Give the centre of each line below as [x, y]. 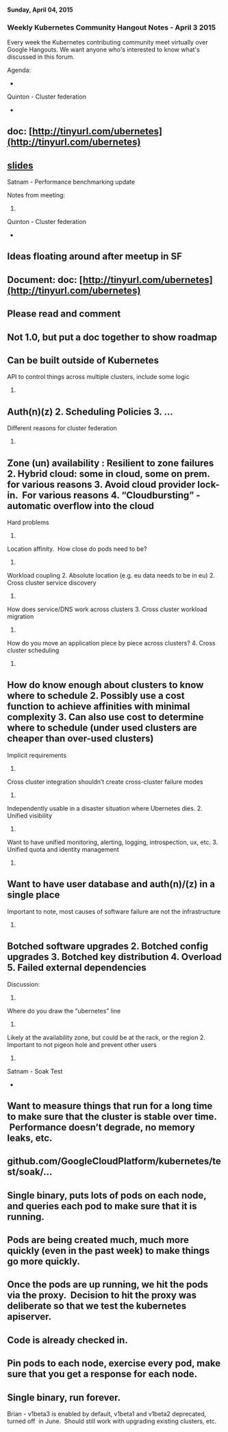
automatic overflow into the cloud [80, 506]
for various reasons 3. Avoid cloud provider [101, 484]
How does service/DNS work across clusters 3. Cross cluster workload [107, 609]
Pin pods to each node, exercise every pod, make [114, 1363]
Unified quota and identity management [63, 849]
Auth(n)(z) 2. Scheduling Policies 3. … [90, 411]
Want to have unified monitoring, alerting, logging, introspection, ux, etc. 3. [113, 842]
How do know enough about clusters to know [105, 685]
